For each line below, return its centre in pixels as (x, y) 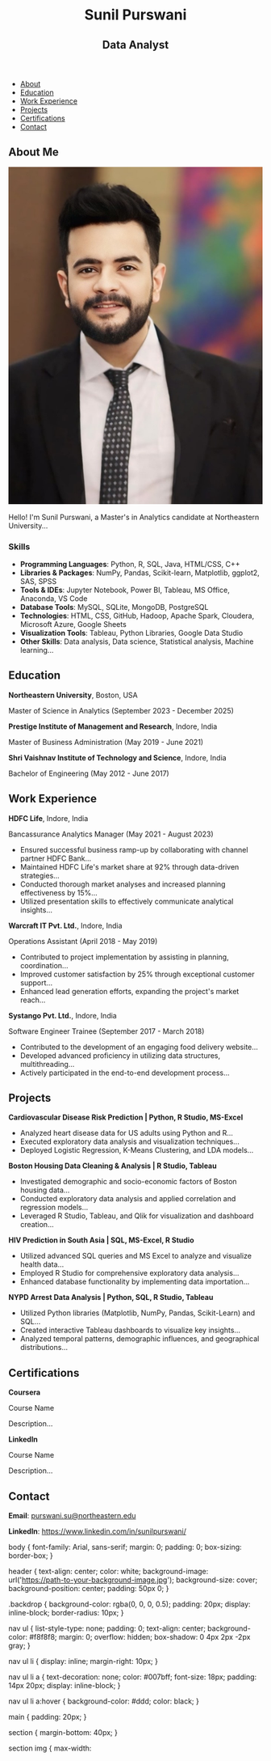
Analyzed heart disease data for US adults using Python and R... (127, 1133)
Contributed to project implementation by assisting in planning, (124, 957)
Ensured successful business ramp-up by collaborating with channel (134, 849)
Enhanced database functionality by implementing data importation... (135, 1282)
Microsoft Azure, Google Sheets (73, 624)
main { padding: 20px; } (48, 1717)
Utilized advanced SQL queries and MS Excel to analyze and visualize (136, 1256)
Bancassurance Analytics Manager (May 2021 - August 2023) (111, 834)
